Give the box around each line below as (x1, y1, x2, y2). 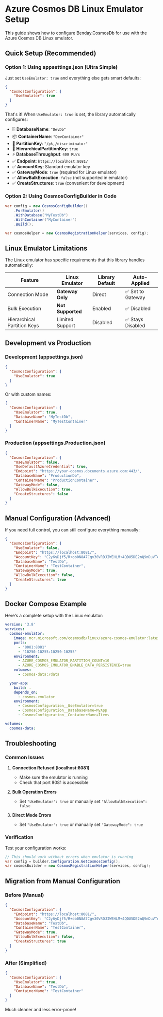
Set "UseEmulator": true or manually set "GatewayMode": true (19, 821, 143, 827)
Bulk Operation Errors (12, 789, 57, 795)
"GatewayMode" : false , (14, 482, 60, 487)
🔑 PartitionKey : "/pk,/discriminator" (12, 140, 88, 146)
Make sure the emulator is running (19, 774, 88, 781)
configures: (5, 117, 28, 122)
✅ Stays (125, 316, 144, 323)
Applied (130, 280, 150, 287)
